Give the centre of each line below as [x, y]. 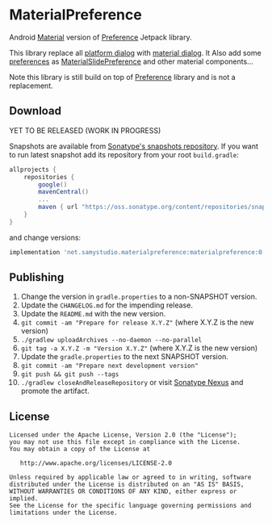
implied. [24, 499]
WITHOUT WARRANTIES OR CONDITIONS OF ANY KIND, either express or [123, 492]
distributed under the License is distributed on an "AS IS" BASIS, [127, 485]
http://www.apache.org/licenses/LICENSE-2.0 [96, 463]
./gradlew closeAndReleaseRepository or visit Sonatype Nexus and [132, 383]
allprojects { [33, 169]
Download [35, 111]
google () [53, 184]
